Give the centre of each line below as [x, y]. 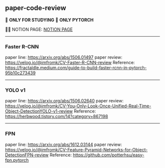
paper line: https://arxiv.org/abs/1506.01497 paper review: [64, 57]
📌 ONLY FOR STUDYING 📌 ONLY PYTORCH [49, 20]
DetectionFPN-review [27, 155]
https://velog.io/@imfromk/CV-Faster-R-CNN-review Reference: [70, 63]
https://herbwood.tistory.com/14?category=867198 [56, 117]
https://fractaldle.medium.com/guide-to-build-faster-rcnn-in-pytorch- [76, 68]
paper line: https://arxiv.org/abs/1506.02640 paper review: [64, 101]
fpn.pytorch [17, 160]
